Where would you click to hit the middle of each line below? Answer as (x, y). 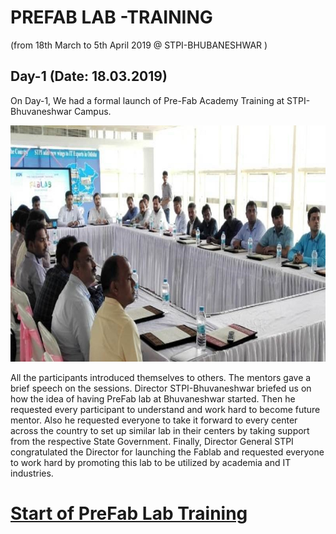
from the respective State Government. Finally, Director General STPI (152, 441)
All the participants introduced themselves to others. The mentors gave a (161, 377)
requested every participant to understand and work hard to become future (165, 409)
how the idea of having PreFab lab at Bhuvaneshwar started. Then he (153, 398)
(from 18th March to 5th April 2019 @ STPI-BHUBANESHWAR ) (139, 45)
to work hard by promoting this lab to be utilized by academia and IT (151, 462)
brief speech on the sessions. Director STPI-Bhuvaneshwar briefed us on (161, 388)
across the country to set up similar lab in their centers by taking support (160, 430)
